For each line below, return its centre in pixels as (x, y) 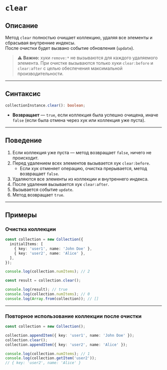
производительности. (40, 74)
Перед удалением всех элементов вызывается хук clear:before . (81, 163)
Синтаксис (23, 94)
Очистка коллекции (31, 229)
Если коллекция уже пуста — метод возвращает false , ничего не (82, 152)
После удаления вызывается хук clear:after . (61, 184)
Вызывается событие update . (43, 189)
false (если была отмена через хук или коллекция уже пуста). (79, 120)
